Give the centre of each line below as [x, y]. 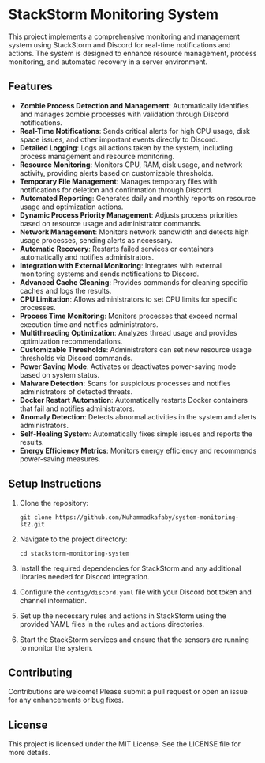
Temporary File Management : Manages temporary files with [118, 181]
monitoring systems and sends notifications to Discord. [109, 274]
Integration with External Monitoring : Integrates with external [121, 265]
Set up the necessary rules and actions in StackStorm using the [123, 616]
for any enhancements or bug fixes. [66, 700]
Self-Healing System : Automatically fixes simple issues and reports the [136, 434]
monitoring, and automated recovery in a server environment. [108, 62]
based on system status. [60, 374]
